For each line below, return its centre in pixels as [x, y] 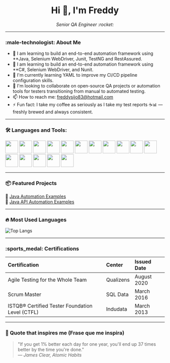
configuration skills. [33, 80]
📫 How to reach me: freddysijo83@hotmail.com [63, 97]
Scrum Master [25, 294]
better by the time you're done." [51, 349]
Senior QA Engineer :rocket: [85, 24]
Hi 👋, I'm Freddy [85, 10]
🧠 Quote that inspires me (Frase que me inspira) [65, 333]
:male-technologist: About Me [43, 42]
